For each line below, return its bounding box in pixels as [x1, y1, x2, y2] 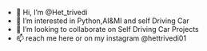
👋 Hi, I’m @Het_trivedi [15, 8, 88, 17]
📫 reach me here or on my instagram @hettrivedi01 [15, 33, 186, 43]
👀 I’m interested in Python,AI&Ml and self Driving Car [15, 16, 189, 25]
